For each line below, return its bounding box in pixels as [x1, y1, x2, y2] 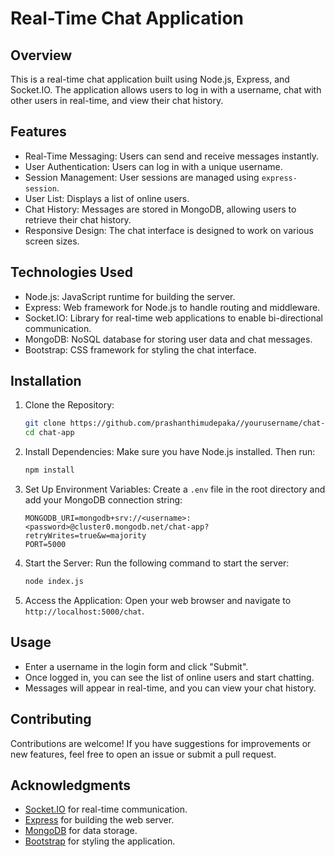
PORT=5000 [24, 540, 67, 550]
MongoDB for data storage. [24, 825, 138, 837]
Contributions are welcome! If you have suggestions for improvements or [10, 737, 312, 749]
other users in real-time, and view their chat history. [10, 95, 224, 106]
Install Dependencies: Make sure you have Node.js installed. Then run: [24, 446, 316, 458]
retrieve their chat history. [24, 213, 132, 226]
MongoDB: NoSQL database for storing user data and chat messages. [24, 333, 313, 345]
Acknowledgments [10, 777, 132, 794]
